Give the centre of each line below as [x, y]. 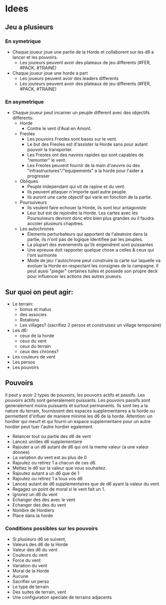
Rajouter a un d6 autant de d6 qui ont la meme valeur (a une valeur [81, 447]
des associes [33, 314]
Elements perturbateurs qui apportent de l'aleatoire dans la [87, 234]
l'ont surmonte [42, 255]
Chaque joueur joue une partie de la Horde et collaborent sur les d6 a [83, 52]
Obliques [29, 181]
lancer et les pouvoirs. [35, 57]
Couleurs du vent [30, 555]
